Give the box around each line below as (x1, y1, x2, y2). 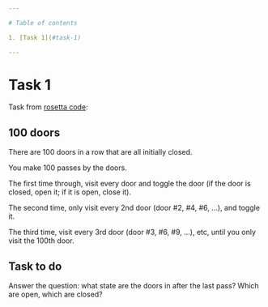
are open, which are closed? (8, 289, 103, 300)
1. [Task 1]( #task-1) (8, 33, 82, 41)
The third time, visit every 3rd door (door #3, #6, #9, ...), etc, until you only (8, 228, 257, 237)
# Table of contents (8, 19, 79, 27)
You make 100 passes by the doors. (8, 163, 127, 173)
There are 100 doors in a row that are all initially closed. (8, 147, 193, 157)
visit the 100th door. (8, 236, 74, 245)
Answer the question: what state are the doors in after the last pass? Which (8, 281, 259, 291)
